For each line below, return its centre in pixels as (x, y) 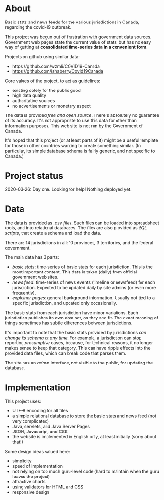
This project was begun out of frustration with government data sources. (78, 37)
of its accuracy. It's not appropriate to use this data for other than (71, 120)
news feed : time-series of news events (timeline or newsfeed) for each (83, 282)
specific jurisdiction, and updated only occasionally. (65, 303)
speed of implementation (37, 466)
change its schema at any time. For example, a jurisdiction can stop (73, 338)
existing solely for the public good (46, 90)
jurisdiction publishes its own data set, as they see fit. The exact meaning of (82, 318)
